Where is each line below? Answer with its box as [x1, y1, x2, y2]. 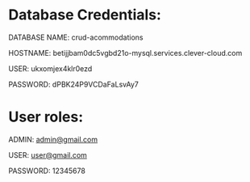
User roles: [8, 108, 84, 126]
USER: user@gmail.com [8, 150, 87, 159]
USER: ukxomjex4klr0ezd [8, 63, 93, 74]
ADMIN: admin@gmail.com [8, 134, 98, 144]
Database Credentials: [8, 6, 161, 24]
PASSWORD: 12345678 [8, 166, 86, 176]
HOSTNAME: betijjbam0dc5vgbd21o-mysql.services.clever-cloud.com [8, 48, 243, 57]
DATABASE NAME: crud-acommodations [8, 32, 144, 42]
